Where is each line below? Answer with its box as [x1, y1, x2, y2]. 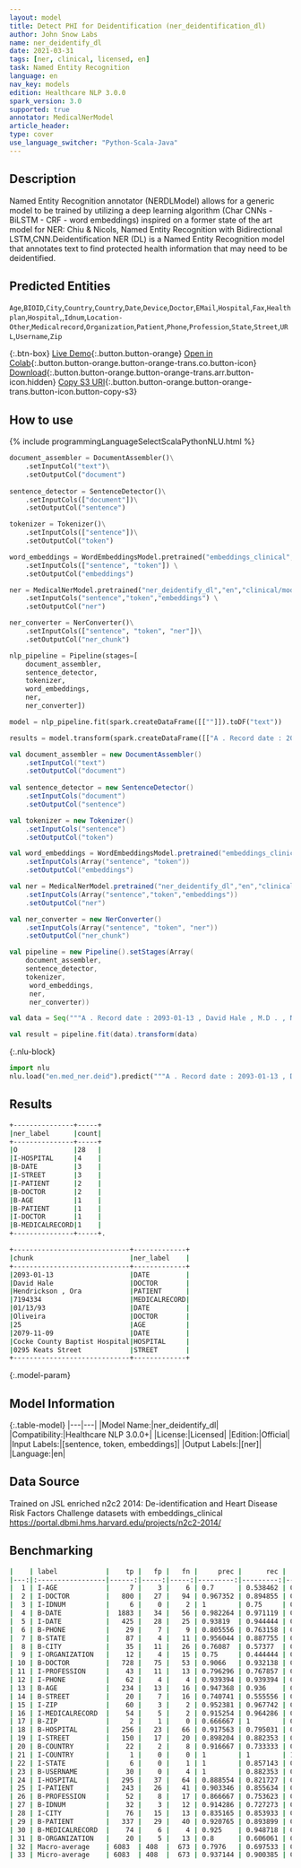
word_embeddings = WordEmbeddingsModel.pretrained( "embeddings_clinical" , [9, 553, 295, 562]
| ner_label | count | [9, 1129, 102, 1138]
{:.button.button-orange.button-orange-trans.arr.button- [46, 367, 254, 378]
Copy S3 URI [57, 377, 106, 388]
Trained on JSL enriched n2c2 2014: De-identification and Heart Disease [9, 1497, 278, 1508]
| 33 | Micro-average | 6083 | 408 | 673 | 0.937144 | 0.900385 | [9, 1850, 287, 1860]
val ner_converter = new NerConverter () [9, 914, 163, 924]
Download [9, 367, 47, 378]
